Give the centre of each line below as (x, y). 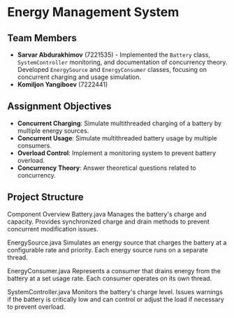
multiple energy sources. (53, 131)
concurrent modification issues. (53, 229)
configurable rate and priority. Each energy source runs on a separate (108, 250)
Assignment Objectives (59, 107)
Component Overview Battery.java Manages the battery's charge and (107, 214)
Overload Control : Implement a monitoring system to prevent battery (117, 153)
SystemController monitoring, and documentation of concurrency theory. (122, 62)
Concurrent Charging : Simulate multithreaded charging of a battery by (119, 123)
